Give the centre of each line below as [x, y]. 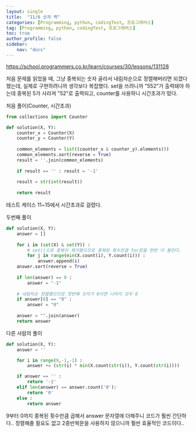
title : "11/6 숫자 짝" [33, 17]
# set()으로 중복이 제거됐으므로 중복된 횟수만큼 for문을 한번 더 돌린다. [104, 250]
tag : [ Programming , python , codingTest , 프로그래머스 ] [71, 28]
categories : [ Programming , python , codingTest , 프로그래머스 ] [80, 22]
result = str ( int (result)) [50, 182]
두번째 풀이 [19, 217]
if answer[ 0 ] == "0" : [44, 299]
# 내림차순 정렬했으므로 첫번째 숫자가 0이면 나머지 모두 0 [77, 294]
